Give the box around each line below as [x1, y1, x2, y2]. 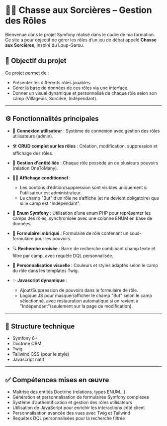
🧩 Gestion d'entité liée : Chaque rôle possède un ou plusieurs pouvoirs [12, 159, 159, 166]
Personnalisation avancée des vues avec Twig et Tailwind [12, 410, 131, 416]
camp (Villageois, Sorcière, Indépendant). [12, 95, 98, 101]
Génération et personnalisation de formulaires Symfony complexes [12, 394, 149, 400]
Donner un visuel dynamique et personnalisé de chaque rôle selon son [12, 90, 157, 96]
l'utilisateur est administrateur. [19, 189, 82, 196]
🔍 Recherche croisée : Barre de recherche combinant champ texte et [12, 245, 156, 251]
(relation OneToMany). [12, 165, 58, 171]
